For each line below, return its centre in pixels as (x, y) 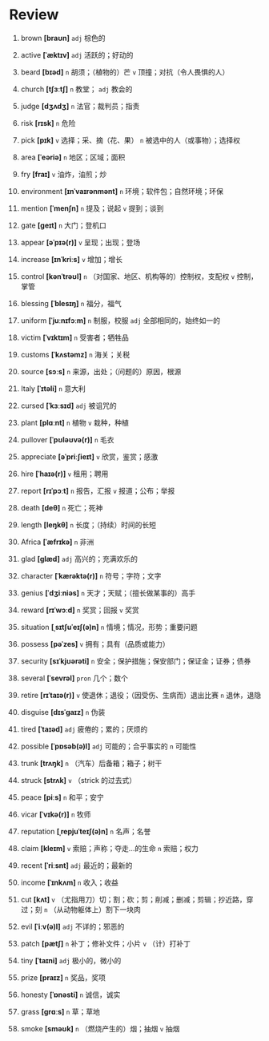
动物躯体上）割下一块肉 (102, 909)
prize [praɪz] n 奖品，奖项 (63, 977)
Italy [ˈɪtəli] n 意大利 (53, 388)
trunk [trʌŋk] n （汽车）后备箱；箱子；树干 (91, 763)
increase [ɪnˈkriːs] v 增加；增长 (72, 259)
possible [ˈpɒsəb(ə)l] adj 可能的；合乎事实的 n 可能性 (108, 746)
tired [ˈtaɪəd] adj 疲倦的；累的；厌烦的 (84, 729)
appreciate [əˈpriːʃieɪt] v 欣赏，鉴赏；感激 (89, 456)
